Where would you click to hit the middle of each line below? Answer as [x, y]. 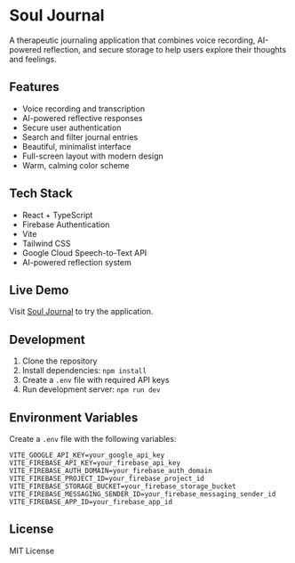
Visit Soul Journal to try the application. [81, 312]
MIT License [32, 551]
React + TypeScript [57, 215]
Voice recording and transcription [84, 109]
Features [34, 87]
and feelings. [33, 59]
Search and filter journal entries [80, 137]
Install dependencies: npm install [84, 371]
